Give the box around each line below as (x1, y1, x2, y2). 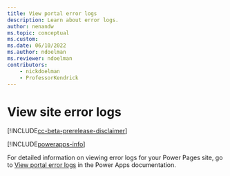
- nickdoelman (19, 68, 60, 75)
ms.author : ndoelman (7, 49, 67, 56)
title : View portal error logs (7, 10, 97, 17)
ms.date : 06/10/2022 (7, 42, 67, 49)
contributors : (7, 61, 48, 68)
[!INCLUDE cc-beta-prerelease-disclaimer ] (7, 127, 128, 135)
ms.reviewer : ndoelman (7, 55, 73, 62)
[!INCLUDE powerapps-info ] (7, 140, 86, 148)
